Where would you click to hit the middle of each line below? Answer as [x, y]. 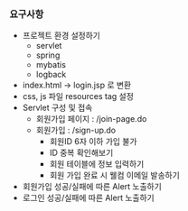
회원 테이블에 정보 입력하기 [97, 164]
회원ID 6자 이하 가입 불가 [93, 142]
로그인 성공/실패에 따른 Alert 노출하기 [89, 198]
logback [51, 75]
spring [48, 55]
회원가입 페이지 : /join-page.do [91, 119]
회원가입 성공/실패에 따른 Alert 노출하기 [92, 187]
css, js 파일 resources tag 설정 [78, 96]
